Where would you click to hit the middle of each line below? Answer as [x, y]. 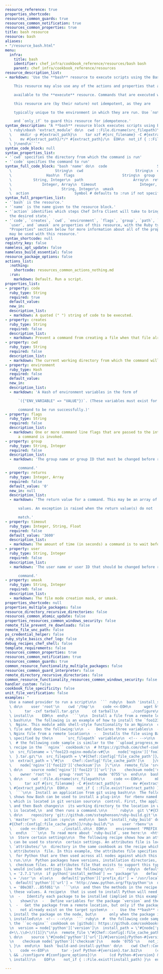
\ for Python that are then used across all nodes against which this [83, 855]
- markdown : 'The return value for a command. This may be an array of [83, 500]
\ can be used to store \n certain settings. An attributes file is [80, 842]
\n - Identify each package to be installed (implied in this [77, 896]
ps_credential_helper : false [34, 634]
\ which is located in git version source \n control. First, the [78, 802]
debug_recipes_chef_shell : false [39, 643]
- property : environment [30, 365]
